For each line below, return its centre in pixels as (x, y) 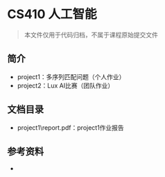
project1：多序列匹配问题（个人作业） (71, 76)
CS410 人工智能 (52, 14)
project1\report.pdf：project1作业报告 (71, 127)
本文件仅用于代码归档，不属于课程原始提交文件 (91, 35)
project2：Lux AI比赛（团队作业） (66, 85)
